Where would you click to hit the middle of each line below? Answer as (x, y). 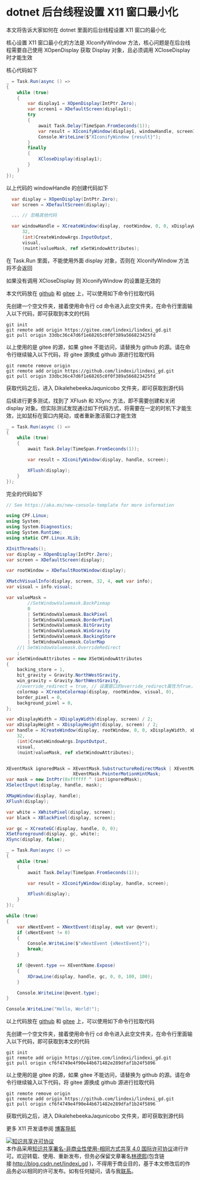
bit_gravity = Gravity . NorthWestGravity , (69, 675)
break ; (36, 949)
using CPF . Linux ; (28, 516)
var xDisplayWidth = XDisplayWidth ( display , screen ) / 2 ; (79, 719)
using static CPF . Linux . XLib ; (44, 538)
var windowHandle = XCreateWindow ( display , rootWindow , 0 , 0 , (90, 226)
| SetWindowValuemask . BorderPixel (70, 620)
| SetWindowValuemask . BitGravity (69, 625)
